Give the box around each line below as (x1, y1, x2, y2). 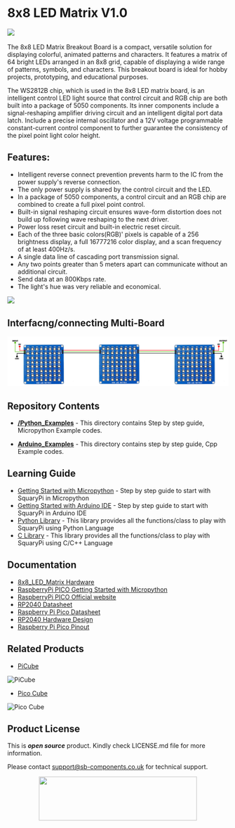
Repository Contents (7, 400, 100, 412)
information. (7, 749, 43, 758)
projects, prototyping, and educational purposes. (7, 72, 149, 81)
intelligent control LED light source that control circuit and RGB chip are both (7, 94, 228, 102)
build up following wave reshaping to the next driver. (17, 215, 170, 223)
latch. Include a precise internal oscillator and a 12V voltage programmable (7, 116, 223, 125)
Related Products (7, 643, 84, 655)
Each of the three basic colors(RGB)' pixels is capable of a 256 (17, 230, 199, 238)
